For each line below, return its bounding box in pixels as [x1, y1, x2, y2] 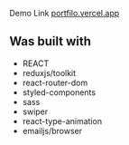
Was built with [9, 34, 92, 49]
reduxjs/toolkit [22, 67, 77, 78]
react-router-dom [22, 77, 88, 88]
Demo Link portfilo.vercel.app [9, 8, 120, 18]
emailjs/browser [22, 125, 83, 136]
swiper [22, 106, 49, 117]
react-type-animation [22, 115, 102, 126]
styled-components [22, 86, 97, 98]
